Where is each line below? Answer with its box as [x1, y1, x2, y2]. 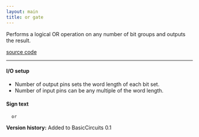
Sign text [6, 100, 29, 107]
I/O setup [6, 68, 30, 75]
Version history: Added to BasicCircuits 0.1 [6, 124, 111, 131]
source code [6, 48, 37, 55]
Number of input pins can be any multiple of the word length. [14, 87, 164, 94]
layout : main [6, 8, 38, 15]
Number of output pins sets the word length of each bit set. [14, 81, 160, 88]
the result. [6, 37, 31, 44]
